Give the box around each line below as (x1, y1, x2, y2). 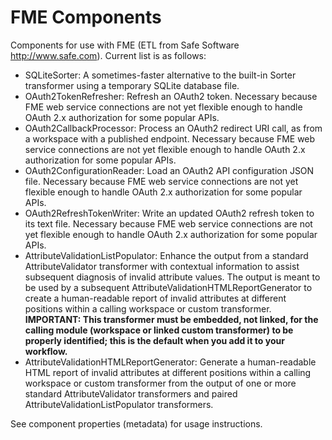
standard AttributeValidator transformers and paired (24, 387, 238, 400)
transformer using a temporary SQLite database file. (24, 79, 240, 91)
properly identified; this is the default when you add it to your (24, 334, 285, 346)
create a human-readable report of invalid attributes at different (24, 292, 287, 304)
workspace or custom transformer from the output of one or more (24, 377, 297, 389)
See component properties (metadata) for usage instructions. (10, 417, 263, 430)
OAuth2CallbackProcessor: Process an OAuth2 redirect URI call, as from (24, 122, 323, 134)
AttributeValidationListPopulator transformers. (24, 398, 214, 410)
